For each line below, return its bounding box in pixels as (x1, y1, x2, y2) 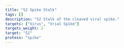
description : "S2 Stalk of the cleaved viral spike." (5, 16, 120, 21)
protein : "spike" (5, 35, 41, 40)
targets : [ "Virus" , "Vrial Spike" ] (5, 21, 79, 26)
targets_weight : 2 (5, 26, 43, 31)
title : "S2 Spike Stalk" (5, 7, 57, 12)
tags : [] (5, 12, 23, 17)
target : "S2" (5, 30, 32, 35)
